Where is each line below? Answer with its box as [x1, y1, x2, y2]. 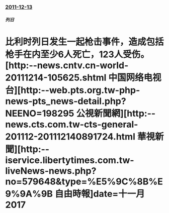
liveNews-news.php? [5, 165, 97, 176]
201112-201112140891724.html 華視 [5, 131, 155, 142]
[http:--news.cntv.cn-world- [5, 59, 129, 71]
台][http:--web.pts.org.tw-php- [5, 84, 140, 96]
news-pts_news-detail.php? [5, 95, 127, 106]
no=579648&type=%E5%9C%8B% [5, 176, 158, 187]
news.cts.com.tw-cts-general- [5, 119, 138, 130]
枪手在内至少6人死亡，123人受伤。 [5, 49, 149, 60]
